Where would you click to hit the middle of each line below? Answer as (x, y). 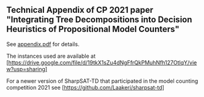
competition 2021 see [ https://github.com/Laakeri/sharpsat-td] (85, 87)
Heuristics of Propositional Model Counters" (93, 29)
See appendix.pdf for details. (43, 44)
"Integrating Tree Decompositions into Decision (99, 20)
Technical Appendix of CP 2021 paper (80, 10)
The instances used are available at (51, 56)
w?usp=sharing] (27, 69)
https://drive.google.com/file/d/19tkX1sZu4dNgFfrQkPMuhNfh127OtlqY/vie (103, 62)
